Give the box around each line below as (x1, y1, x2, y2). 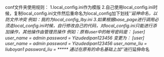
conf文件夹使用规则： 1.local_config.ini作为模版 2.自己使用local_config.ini (5, 4, 154, 10)
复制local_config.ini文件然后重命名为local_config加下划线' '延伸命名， (13, 10, 154, 16)
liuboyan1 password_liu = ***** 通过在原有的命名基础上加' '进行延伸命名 (5, 46, 150, 52)
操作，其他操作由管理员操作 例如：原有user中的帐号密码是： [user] (9, 29, 145, 34)
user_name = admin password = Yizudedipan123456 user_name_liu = (5, 41, 147, 46)
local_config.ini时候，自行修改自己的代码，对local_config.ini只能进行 (13, 23, 153, 28)
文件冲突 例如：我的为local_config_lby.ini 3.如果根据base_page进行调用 (9, 17, 155, 22)
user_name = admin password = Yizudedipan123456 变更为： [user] (5, 35, 144, 41)
